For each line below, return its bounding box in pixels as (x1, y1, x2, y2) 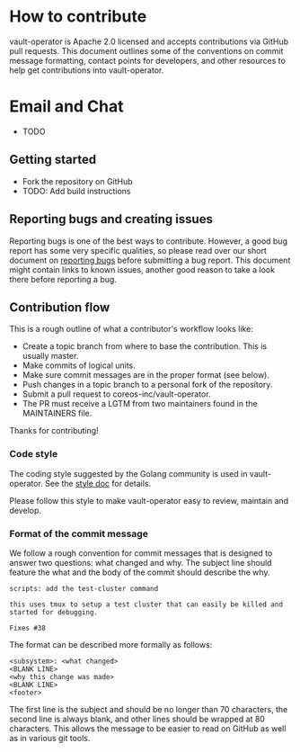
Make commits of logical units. (22, 360, 137, 371)
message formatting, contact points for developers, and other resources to (9, 55, 286, 66)
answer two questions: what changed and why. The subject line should (9, 557, 272, 568)
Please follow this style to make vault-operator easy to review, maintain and (9, 495, 289, 506)
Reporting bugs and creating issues (9, 211, 214, 227)
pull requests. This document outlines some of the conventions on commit (9, 45, 284, 56)
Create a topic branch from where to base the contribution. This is (22, 341, 268, 352)
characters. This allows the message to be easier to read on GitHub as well (9, 722, 287, 734)
